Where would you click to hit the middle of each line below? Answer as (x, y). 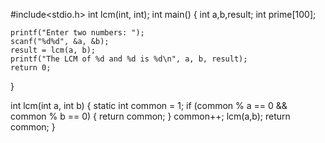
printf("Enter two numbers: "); (77, 33)
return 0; (31, 68)
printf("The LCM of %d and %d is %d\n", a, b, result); (129, 59)
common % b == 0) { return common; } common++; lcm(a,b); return (150, 116)
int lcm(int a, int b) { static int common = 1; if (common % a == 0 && (149, 105)
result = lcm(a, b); (53, 50)
